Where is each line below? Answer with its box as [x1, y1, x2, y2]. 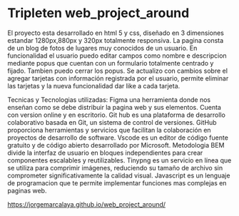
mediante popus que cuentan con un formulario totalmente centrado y [7, 58, 214, 67]
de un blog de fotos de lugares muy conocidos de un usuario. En [7, 43, 198, 52]
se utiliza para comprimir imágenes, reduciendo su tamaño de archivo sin [7, 163, 223, 172]
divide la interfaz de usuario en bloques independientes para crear [7, 148, 203, 157]
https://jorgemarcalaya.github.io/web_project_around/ [7, 200, 166, 208]
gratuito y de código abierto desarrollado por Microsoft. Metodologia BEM [7, 140, 225, 149]
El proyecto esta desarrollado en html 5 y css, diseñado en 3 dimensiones [7, 29, 225, 37]
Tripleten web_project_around [7, 5, 190, 21]
